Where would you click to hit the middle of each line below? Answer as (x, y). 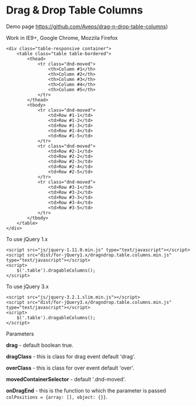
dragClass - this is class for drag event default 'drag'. (71, 356)
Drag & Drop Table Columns (75, 10)
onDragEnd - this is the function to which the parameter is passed (86, 390)
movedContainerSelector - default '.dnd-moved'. (66, 379)
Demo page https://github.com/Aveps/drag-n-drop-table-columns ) (87, 26)
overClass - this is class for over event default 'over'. (70, 368)
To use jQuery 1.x (27, 239)
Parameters (20, 334)
